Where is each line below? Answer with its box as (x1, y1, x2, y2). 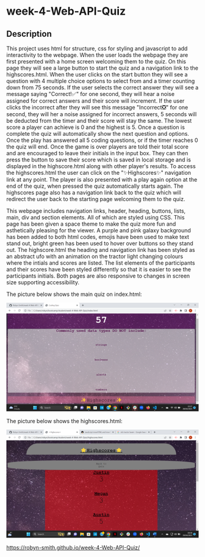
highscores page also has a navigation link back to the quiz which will (6, 189, 182, 196)
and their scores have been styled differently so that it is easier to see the (6, 266, 191, 273)
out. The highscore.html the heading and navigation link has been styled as (6, 246, 195, 253)
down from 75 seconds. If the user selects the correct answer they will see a (6, 84, 199, 91)
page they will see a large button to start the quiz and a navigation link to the (6, 64, 198, 72)
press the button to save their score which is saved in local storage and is (6, 156, 191, 163)
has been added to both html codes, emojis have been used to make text (6, 234, 189, 240)
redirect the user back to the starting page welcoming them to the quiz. (6, 196, 185, 202)
